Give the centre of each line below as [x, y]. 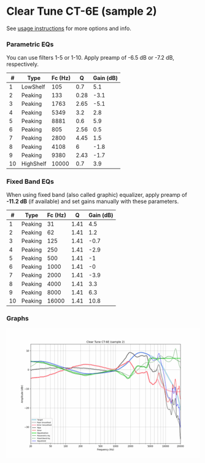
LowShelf [33, 87]
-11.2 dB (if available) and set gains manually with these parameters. [93, 202]
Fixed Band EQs [30, 181]
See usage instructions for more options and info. [69, 28]
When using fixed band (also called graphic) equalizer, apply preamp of [97, 195]
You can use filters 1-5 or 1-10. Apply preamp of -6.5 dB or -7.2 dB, [91, 58]
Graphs [17, 319]
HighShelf [34, 164]
